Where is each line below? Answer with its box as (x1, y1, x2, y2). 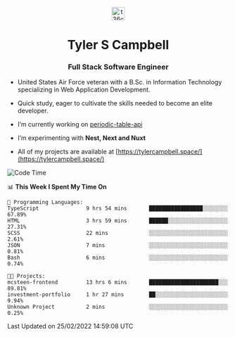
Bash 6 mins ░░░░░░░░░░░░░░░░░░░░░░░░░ (7, 254, 229, 262)
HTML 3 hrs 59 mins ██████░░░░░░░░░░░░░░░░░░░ (7, 217, 229, 224)
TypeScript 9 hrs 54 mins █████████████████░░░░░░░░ (7, 205, 229, 212)
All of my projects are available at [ (17, 148, 118, 156)
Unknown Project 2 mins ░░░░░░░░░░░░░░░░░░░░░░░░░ (7, 303, 229, 311)
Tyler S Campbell (67, 37, 170, 53)
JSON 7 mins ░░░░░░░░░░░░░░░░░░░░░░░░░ (7, 242, 229, 249)
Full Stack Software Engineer (68, 62, 169, 72)
